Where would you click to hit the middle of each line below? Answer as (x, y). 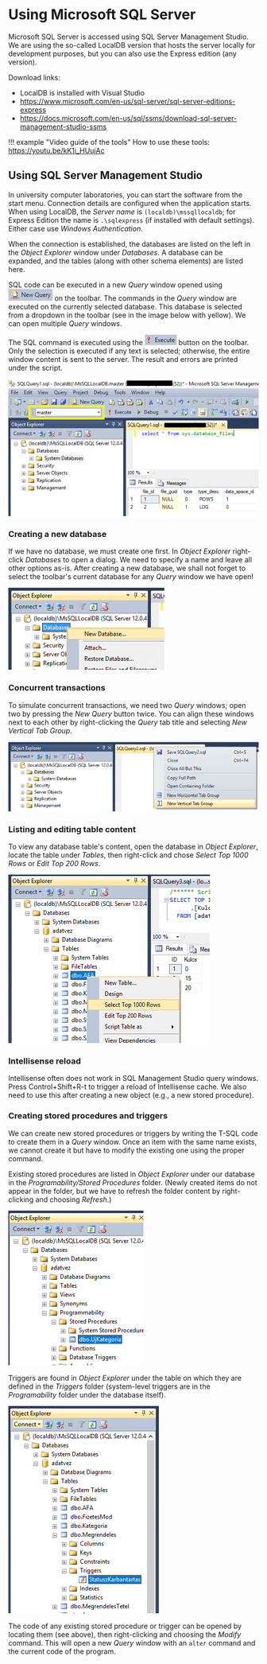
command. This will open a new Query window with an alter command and (132, 1643)
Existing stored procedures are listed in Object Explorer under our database (132, 1174)
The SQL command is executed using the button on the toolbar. (129, 342)
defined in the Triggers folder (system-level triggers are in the (109, 1386)
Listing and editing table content (72, 829)
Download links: (35, 77)
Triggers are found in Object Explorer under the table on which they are (125, 1378)
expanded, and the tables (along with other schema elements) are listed (126, 261)
